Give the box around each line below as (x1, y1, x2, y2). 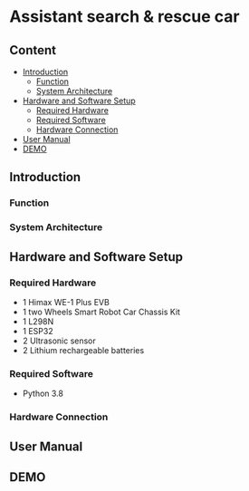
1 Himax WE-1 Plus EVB (22, 296, 110, 307)
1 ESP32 (22, 325, 53, 336)
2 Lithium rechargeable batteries (22, 344, 145, 355)
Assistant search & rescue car (9, 6, 240, 27)
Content (9, 43, 57, 58)
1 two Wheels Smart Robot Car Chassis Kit (22, 306, 181, 317)
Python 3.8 (22, 388, 63, 400)
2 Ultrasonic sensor (22, 335, 97, 346)
